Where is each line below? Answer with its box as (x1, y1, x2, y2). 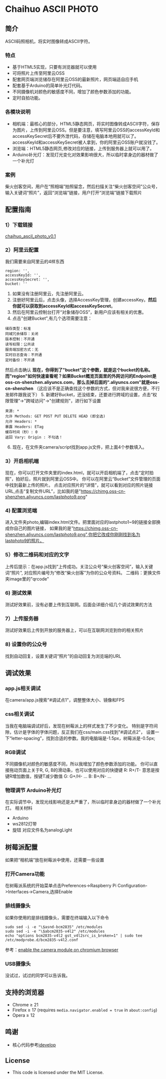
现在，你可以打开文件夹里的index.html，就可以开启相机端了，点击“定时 (5, 470, 150, 476)
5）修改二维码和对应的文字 (5, 551, 69, 558)
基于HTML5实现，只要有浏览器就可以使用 (12, 64, 97, 70)
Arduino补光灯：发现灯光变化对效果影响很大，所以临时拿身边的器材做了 (12, 152, 159, 158)
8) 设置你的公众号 (5, 641, 47, 648)
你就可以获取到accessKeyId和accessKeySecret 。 (12, 303, 116, 309)
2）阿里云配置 (5, 246, 39, 253)
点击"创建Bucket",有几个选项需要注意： (12, 315, 92, 321)
